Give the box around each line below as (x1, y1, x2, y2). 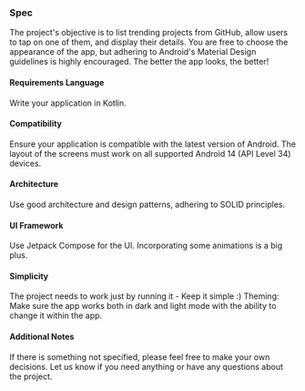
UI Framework (9, 220, 64, 231)
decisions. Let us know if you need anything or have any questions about (9, 361, 284, 372)
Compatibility (9, 118, 62, 129)
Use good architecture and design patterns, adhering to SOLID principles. (9, 199, 286, 210)
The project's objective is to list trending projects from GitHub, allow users (9, 27, 289, 38)
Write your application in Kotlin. (9, 98, 127, 108)
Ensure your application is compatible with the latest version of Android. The (9, 139, 296, 149)
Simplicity (9, 271, 49, 282)
